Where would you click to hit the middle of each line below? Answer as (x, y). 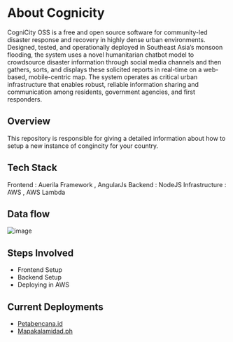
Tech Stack (32, 168)
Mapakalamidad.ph (45, 331)
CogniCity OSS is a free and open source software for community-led (107, 32)
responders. (25, 99)
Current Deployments (55, 307)
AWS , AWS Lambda (36, 192)
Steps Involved (41, 253)
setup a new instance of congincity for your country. (83, 146)
